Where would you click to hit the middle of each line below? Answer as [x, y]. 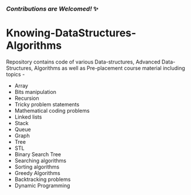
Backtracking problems [42, 179]
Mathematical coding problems [52, 110]
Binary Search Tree [38, 154]
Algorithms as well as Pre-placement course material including [110, 68]
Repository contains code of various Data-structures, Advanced [83, 62]
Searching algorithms [40, 160]
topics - [16, 74]
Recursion [27, 98]
